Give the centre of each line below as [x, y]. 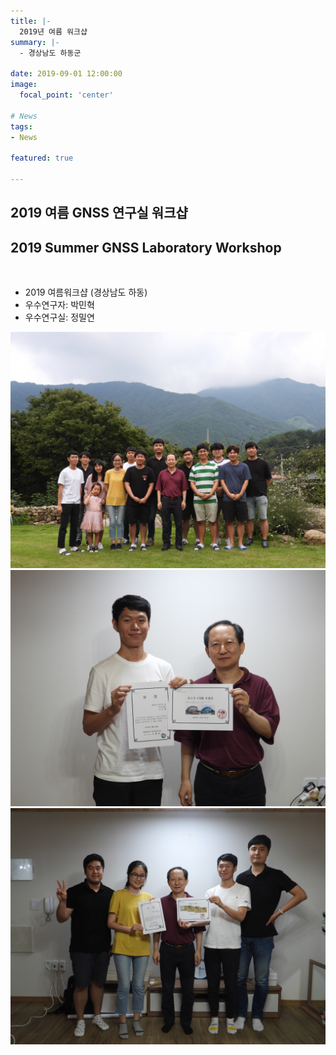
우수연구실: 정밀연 [59, 317]
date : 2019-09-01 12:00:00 [66, 74]
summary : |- [35, 42]
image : [24, 85]
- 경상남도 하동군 [50, 53]
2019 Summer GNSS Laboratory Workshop [146, 247]
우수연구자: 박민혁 [59, 305]
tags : [21, 126]
